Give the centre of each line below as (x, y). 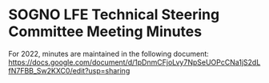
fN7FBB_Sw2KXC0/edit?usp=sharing (69, 70)
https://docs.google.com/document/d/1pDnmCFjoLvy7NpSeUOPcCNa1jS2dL (134, 62)
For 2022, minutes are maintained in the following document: (109, 53)
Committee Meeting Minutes (105, 32)
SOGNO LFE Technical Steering (114, 15)
